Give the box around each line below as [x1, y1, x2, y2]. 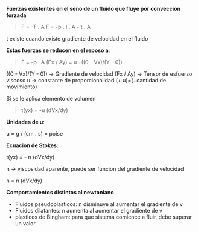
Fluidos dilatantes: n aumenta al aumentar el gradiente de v [14, 207, 163, 214]
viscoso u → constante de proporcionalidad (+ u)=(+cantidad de [6, 77, 167, 84]
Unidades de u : [6, 118, 45, 125]
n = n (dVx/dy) [6, 177, 43, 184]
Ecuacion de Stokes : [6, 142, 59, 149]
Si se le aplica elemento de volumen [6, 95, 96, 102]
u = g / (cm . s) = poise [6, 130, 63, 137]
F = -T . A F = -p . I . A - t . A [21, 24, 91, 30]
